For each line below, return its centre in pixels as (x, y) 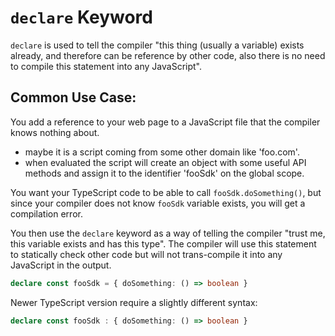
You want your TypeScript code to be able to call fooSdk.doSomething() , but (166, 192)
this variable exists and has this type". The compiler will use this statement (163, 243)
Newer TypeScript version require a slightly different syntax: (134, 302)
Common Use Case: (73, 97)
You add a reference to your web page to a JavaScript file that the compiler (165, 122)
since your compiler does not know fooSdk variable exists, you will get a (158, 203)
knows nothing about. (55, 132)
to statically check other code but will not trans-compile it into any (146, 254)
